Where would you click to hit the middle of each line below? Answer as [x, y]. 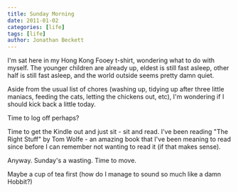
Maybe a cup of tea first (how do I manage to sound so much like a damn [114, 174]
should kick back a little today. [52, 104]
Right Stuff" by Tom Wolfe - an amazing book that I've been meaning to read [119, 140]
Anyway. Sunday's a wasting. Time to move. [72, 161]
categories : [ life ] [36, 27]
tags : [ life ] [27, 34]
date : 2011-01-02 [33, 21]
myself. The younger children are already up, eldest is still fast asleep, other [118, 68]
